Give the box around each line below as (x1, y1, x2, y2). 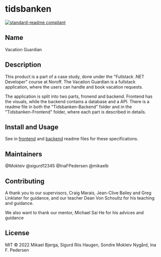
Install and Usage (5, 123, 59, 131)
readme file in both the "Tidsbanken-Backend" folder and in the (5, 104, 132, 110)
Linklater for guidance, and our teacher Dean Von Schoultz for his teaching (5, 195, 155, 201)
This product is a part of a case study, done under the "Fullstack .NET (5, 73, 145, 79)
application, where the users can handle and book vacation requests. (5, 84, 143, 90)
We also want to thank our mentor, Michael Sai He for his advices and (5, 210, 144, 215)
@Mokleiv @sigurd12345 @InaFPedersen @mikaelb (5, 163, 109, 169)
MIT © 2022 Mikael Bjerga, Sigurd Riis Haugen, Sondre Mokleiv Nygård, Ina (5, 242, 157, 248)
